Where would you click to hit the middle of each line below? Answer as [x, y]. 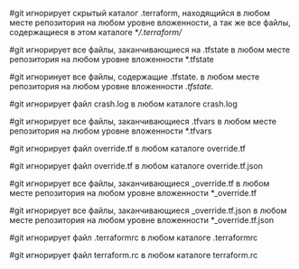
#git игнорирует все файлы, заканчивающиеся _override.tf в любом [140, 183]
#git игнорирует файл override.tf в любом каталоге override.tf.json [136, 166]
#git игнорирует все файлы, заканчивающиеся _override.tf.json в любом [148, 210]
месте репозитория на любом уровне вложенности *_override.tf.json [142, 220]
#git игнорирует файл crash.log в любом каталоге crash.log [123, 104]
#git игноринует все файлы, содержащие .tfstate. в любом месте [135, 77]
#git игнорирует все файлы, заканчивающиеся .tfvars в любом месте [143, 121]
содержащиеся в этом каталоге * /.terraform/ [96, 32]
